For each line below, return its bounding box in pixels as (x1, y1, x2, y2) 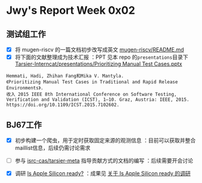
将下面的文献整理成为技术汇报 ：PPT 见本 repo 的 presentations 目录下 (14, 53, 188, 61)
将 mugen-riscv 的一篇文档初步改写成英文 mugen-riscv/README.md (14, 46, 185, 53)
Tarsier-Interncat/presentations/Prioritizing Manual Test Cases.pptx (14, 61, 182, 68)
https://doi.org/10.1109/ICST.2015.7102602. (6, 102, 120, 108)
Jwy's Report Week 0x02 (6, 4, 135, 17)
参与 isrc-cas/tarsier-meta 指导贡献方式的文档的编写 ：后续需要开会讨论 (14, 157, 194, 164)
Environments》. (6, 85, 44, 91)
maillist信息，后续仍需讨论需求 (14, 145, 91, 151)
